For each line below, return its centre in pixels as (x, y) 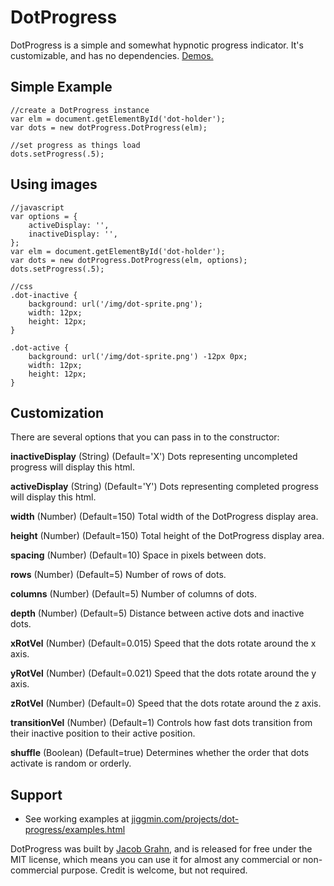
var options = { (44, 216)
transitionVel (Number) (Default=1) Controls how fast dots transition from (161, 723)
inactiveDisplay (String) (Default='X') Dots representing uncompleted (154, 457)
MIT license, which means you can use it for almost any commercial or (155, 860)
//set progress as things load (75, 145)
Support (36, 794)
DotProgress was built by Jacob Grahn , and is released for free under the (161, 849)
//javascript (37, 207)
